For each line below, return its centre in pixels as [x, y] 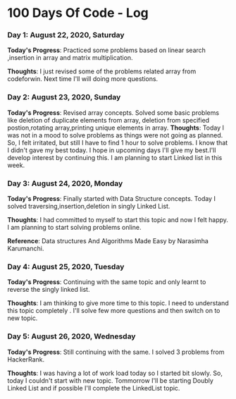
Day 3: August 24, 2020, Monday [65, 183]
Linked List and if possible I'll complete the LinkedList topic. [94, 388]
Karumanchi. [26, 249]
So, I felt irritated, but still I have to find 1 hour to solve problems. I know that [118, 142]
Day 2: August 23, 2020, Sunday [64, 97]
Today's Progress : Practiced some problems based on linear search [107, 50]
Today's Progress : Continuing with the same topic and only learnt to [107, 282]
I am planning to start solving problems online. [74, 228]
